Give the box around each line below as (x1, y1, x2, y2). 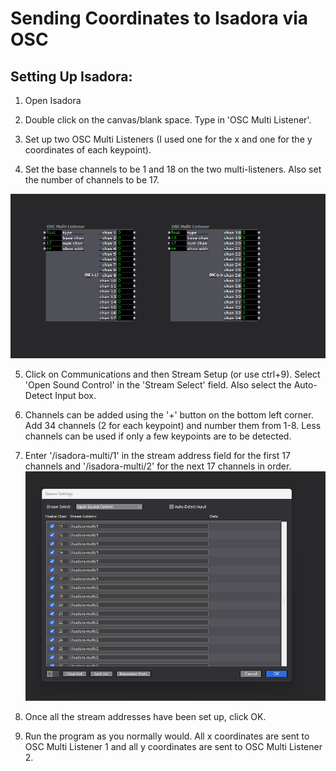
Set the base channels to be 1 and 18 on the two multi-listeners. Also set (24, 163, 322, 175)
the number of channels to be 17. (24, 174, 160, 186)
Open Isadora (24, 95, 82, 106)
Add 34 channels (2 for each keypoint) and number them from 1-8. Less (24, 420, 322, 432)
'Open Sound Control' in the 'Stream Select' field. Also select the (24, 379, 292, 391)
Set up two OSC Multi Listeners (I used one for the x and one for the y (24, 133, 313, 145)
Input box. (54, 390, 97, 402)
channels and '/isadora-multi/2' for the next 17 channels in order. (24, 460, 292, 472)
